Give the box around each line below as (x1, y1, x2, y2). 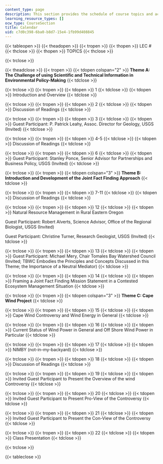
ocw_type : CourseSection (5, 20, 55, 26)
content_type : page (5, 7, 45, 12)
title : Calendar (5, 25, 38, 30)
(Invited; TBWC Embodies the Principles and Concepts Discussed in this (5, 258, 149, 264)
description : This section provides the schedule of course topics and (5, 12, 153, 17)
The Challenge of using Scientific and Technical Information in (5, 72, 133, 78)
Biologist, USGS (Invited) (5, 224, 54, 230)
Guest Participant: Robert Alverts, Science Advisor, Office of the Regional (5, 219, 151, 224)
